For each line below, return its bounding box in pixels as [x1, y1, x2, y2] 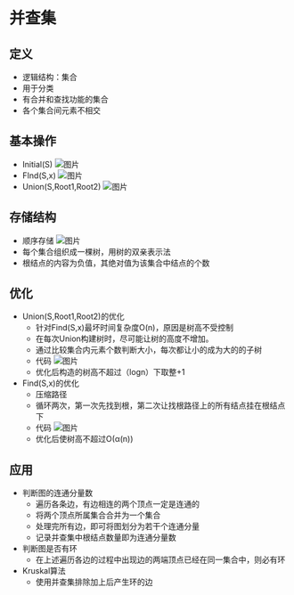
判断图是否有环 [21, 543, 78, 554]
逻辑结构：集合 [21, 72, 78, 82]
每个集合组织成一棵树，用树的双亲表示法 [21, 246, 171, 257]
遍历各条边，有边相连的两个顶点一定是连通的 [35, 499, 200, 509]
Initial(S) [21, 159, 53, 169]
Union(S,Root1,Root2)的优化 [21, 311, 125, 322]
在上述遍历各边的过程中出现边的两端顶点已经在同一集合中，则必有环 [35, 554, 286, 566]
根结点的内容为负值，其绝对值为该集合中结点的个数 [21, 257, 210, 268]
